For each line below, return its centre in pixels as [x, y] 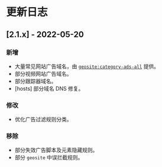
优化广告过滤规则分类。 [43, 120]
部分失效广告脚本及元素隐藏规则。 [56, 150]
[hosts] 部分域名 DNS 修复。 [49, 88]
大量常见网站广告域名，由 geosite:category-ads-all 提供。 [87, 66]
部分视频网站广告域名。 [43, 73]
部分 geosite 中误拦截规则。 [49, 158]
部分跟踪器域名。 [35, 81]
